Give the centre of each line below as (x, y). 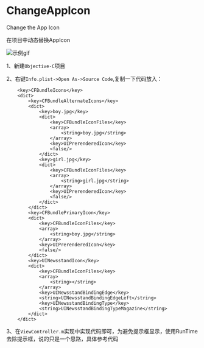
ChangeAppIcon (48, 11)
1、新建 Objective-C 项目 (36, 66)
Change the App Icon (33, 27)
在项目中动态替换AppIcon (38, 40)
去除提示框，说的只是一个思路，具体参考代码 (62, 339)
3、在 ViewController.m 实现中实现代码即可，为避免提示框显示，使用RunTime (102, 331)
